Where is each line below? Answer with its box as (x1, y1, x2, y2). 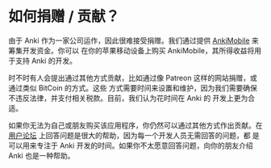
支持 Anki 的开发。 (15, 56, 77, 65)
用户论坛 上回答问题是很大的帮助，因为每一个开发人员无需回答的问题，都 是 (8, 130, 260, 140)
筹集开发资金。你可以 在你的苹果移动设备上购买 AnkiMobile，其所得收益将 (8, 45, 255, 55)
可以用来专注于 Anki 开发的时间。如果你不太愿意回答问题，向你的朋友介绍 (8, 141, 253, 150)
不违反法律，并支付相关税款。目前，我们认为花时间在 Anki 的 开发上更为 (8, 93, 248, 103)
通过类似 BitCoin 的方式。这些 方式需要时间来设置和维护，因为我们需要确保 (8, 82, 258, 93)
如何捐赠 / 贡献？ (8, 7, 120, 26)
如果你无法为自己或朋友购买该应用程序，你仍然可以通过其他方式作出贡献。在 (8, 120, 263, 130)
